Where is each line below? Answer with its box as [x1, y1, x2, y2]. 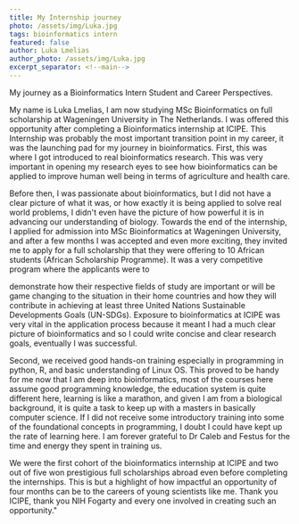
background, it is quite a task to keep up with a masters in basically [9, 402, 256, 413]
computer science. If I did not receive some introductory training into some [9, 412, 285, 422]
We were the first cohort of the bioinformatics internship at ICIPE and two [9, 457, 279, 468]
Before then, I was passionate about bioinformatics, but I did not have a [9, 188, 272, 199]
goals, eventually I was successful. [9, 338, 137, 348]
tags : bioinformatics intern [9, 29, 118, 38]
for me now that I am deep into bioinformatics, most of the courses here [9, 373, 274, 384]
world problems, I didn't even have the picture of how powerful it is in [9, 207, 265, 217]
